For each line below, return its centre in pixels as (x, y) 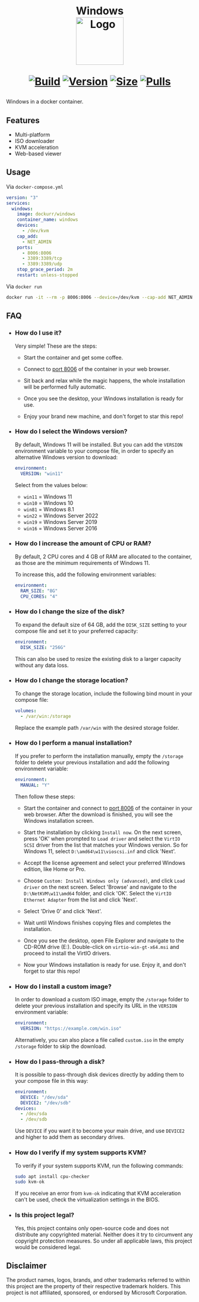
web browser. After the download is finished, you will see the (98, 814)
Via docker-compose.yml (35, 186)
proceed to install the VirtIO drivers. (67, 953)
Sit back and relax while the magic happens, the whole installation (104, 380)
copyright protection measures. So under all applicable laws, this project (103, 1241)
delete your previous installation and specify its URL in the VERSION (96, 1006)
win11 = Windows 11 (48, 497)
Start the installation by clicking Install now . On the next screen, (103, 832)
